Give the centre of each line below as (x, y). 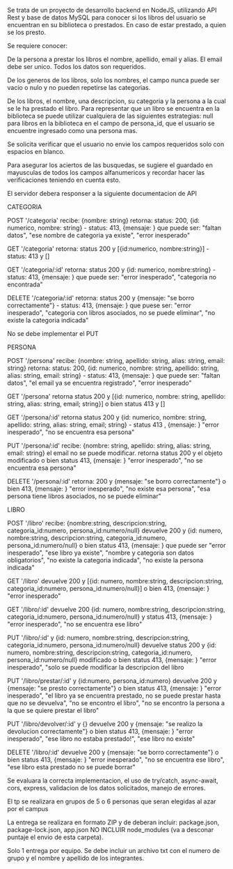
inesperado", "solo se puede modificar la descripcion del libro (96, 667)
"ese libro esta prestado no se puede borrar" (71, 767)
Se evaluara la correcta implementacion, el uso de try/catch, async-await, (113, 780)
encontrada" (25, 284)
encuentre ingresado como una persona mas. (72, 131)
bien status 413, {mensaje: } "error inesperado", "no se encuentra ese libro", (116, 760)
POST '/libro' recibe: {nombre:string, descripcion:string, (87, 523)
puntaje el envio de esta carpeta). (55, 837)
